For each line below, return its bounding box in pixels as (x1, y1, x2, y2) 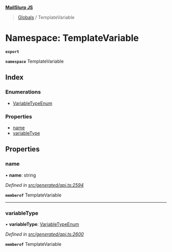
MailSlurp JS (5, 5, 33, 10)
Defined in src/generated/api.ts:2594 (5, 182, 84, 188)
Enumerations (5, 88, 41, 95)
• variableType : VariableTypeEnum (5, 221, 79, 227)
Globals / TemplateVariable (17, 14, 75, 20)
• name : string (5, 172, 36, 178)
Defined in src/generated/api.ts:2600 (5, 231, 84, 237)
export (5, 49, 19, 54)
